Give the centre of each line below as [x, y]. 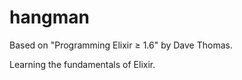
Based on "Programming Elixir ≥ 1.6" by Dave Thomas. [121, 45]
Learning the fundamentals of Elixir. [82, 64]
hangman [50, 17]
